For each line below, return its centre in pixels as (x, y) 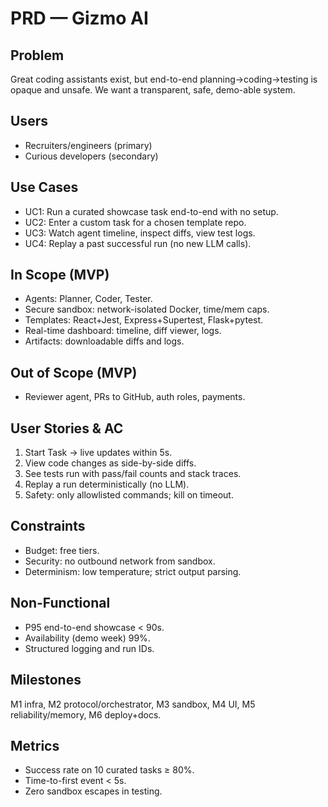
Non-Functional (60, 603)
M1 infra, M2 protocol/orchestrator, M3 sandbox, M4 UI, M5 (133, 704)
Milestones (46, 680)
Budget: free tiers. (62, 550)
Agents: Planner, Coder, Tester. (88, 299)
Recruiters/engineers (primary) (88, 145)
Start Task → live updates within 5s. (98, 453)
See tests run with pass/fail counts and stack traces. (133, 474)
